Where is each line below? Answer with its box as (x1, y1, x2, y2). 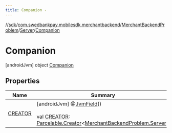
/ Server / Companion (18, 27, 60, 33)
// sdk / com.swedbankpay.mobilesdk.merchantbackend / (5, 21, 122, 28)
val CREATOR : (36, 113, 70, 120)
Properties (5, 76, 40, 85)
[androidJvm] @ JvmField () (36, 100, 102, 107)
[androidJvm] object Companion (5, 62, 74, 68)
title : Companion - (5, 7, 47, 13)
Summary (91, 92, 115, 99)
